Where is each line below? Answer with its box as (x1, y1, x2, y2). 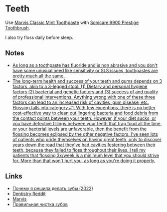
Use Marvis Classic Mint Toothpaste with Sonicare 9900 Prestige (5, 19, 139, 25)
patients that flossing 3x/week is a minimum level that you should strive (12, 152, 160, 158)
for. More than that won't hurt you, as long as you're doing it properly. (12, 158, 156, 164)
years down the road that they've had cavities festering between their (12, 142, 156, 148)
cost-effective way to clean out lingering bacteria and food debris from (12, 110, 159, 116)
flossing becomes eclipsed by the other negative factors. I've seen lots (12, 131, 158, 137)
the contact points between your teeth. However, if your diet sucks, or (12, 115, 156, 121)
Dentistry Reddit (12, 191, 46, 197)
